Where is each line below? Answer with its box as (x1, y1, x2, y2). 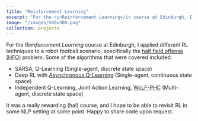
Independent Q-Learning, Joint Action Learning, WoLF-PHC (14, 84, 161, 91)
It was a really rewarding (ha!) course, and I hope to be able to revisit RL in (6, 102, 188, 109)
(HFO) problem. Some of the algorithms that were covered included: (6, 54, 173, 61)
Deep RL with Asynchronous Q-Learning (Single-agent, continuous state (14, 71, 193, 79)
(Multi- (162, 84, 179, 91)
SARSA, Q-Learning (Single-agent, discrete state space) (14, 66, 152, 73)
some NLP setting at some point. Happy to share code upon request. (6, 108, 174, 115)
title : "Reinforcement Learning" (6, 8, 89, 15)
